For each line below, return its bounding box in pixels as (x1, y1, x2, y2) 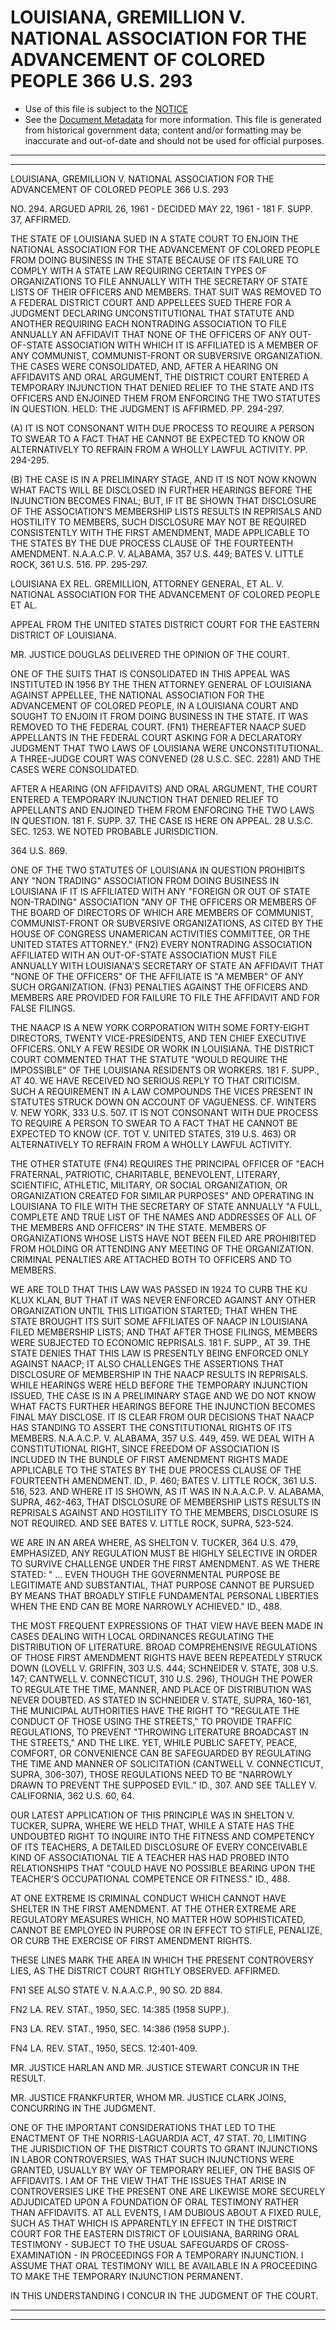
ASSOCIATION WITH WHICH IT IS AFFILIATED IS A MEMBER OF (55, 339, 319, 351)
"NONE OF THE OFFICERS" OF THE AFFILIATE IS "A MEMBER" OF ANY (10, 970, 304, 982)
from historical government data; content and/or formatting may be (24, 124, 302, 136)
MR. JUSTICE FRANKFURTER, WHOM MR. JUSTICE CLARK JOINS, (10, 2091, 287, 2103)
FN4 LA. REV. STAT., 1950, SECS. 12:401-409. (10, 2042, 198, 2054)
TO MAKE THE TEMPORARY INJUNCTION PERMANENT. (10, 2270, 243, 2282)
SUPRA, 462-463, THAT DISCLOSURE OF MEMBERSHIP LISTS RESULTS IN (10, 1496, 322, 1508)
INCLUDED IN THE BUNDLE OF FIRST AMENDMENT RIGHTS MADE (10, 1453, 289, 1465)
